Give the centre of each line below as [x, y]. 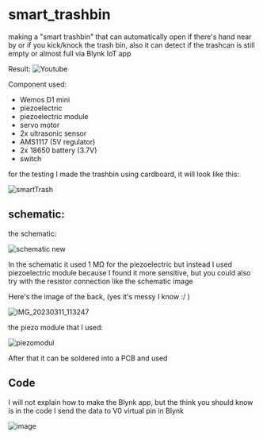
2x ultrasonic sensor [53, 133]
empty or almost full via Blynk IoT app [70, 53]
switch [30, 158]
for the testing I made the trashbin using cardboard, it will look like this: [124, 174]
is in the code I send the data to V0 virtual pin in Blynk [96, 410]
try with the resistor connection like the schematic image [101, 281]
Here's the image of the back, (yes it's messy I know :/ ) [99, 296]
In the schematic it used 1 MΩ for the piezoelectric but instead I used [120, 264]
